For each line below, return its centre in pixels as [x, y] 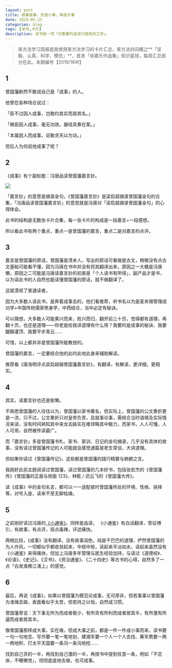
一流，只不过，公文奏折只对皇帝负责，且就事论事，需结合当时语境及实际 [86, 418]
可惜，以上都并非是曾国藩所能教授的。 [46, 343]
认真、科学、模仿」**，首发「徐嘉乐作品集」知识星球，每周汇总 [94, 55]
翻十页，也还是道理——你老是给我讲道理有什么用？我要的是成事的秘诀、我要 [86, 325]
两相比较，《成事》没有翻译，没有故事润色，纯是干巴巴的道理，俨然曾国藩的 [85, 541]
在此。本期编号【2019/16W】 [53, 62]
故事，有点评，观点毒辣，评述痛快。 [57, 529]
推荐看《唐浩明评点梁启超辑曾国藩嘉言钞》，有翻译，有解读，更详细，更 [80, 364]
